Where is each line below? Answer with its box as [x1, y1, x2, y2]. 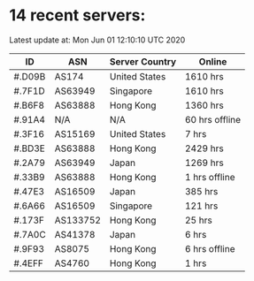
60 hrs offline [184, 113, 242, 125]
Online [198, 55, 227, 67]
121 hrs [184, 200, 219, 212]
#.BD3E [13, 142, 46, 155]
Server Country [109, 55, 177, 67]
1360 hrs [184, 99, 224, 111]
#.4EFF [13, 257, 44, 270]
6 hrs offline [184, 242, 235, 254]
